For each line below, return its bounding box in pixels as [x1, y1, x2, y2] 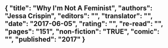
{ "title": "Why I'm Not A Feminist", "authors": [5, 4, 153, 12]
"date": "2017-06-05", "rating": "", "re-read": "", [5, 19, 163, 28]
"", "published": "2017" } [5, 35, 86, 44]
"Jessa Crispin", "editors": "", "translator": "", [5, 12, 153, 20]
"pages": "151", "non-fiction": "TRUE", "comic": [5, 27, 159, 36]
